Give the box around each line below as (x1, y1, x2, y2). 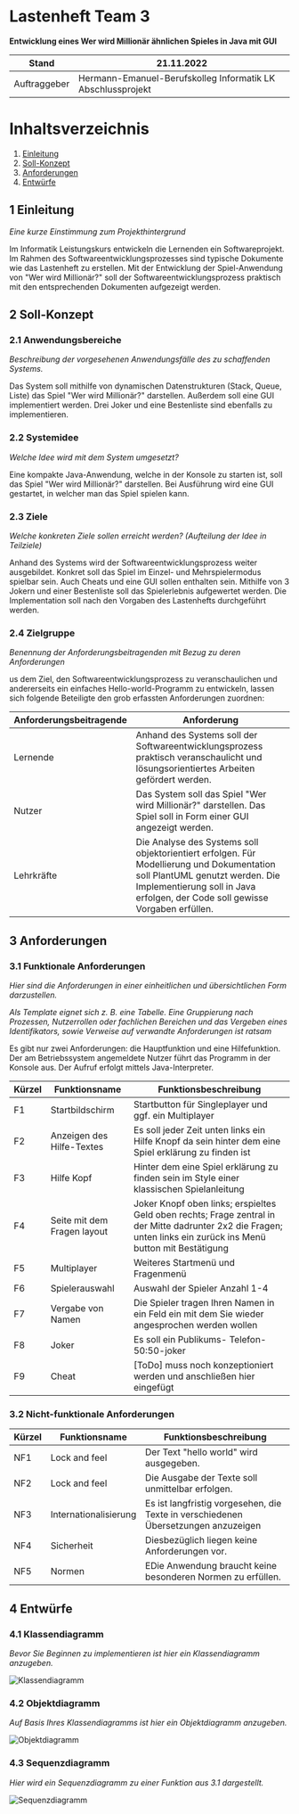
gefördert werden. (135, 774, 212, 786)
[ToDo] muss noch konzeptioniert (133, 1358, 274, 1371)
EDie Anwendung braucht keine (145, 1560, 278, 1572)
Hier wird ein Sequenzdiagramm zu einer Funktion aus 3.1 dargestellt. (9, 1777, 264, 1788)
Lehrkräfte (13, 869, 58, 882)
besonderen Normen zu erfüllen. (145, 1571, 282, 1583)
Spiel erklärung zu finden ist (133, 1145, 251, 1158)
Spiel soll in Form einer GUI (135, 810, 249, 823)
